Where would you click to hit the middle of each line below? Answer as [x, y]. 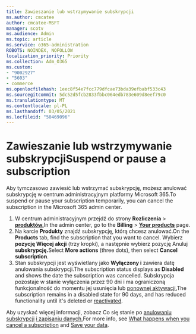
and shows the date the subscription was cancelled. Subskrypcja [94, 276]
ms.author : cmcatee [30, 17]
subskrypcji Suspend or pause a [86, 159]
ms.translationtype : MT [36, 100]
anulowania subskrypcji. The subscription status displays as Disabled [99, 269]
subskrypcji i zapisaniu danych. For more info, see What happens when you [98, 319]
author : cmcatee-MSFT [33, 23]
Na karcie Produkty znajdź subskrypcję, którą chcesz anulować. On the [102, 231]
